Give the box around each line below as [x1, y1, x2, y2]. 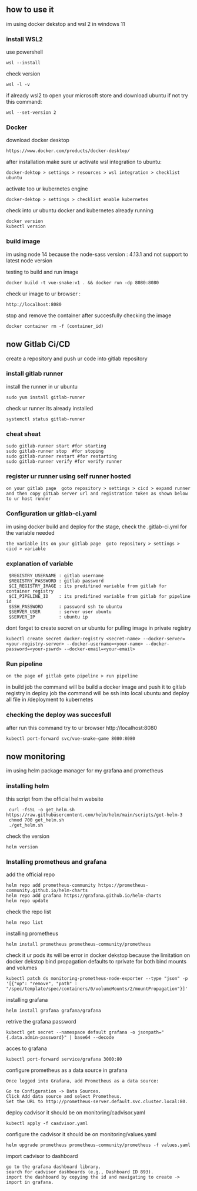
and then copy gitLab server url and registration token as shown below [6, 491, 188, 497]
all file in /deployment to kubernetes [6, 696, 94, 703]
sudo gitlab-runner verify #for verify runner [6, 459, 122, 465]
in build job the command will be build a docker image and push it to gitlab [6, 683, 186, 690]
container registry [6, 588, 54, 594]
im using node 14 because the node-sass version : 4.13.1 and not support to [6, 251, 188, 258]
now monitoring [6, 751, 66, 761]
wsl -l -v [6, 82, 31, 88]
